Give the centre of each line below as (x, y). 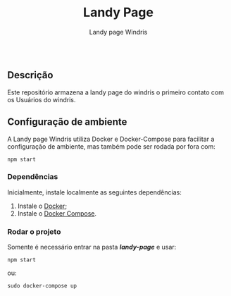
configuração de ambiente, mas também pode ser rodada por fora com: (112, 146)
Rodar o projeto (34, 231)
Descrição (30, 75)
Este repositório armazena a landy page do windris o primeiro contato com (115, 92)
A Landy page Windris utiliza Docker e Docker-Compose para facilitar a (111, 139)
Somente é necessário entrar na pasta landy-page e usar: (92, 247)
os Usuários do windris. (42, 99)
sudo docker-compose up (42, 286)
